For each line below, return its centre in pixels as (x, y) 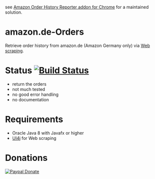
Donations (26, 158)
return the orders (29, 84)
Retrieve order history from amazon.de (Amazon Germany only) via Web (77, 45)
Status (19, 71)
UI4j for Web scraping (34, 138)
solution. (14, 12)
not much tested (29, 89)
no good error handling (35, 94)
